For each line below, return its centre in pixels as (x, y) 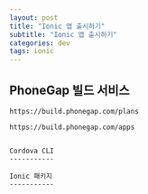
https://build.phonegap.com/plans (74, 111)
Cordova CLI (32, 151)
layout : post (34, 18)
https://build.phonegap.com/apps (72, 127)
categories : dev (40, 43)
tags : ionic (32, 51)
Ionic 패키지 (31, 176)
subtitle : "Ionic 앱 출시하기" (63, 34)
